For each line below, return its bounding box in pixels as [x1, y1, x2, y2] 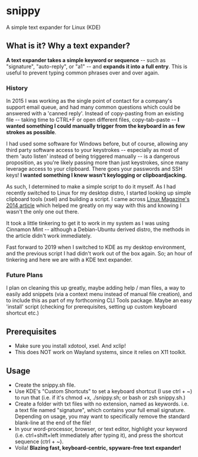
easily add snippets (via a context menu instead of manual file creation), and [6, 291, 192, 298]
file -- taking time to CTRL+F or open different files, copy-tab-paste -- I [6, 116, 180, 124]
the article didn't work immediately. [6, 232, 92, 239]
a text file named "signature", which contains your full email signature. [14, 406, 186, 413]
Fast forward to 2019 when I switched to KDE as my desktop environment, [6, 244, 186, 251]
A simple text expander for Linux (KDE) [6, 24, 101, 31]
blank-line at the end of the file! [14, 419, 92, 426]
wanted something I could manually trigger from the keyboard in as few [6, 122, 185, 129]
